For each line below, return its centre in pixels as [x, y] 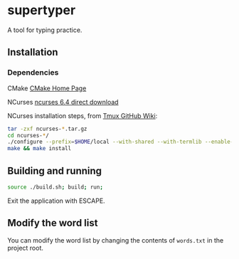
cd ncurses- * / [28, 135]
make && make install [39, 149]
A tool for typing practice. [45, 30]
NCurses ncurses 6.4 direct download [63, 102]
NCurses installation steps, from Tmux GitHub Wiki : [83, 115]
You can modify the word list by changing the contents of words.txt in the [116, 240]
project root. [26, 248]
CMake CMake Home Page [47, 88]
